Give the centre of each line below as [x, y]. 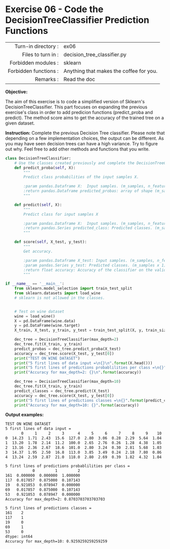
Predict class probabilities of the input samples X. [81, 177]
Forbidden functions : [33, 71]
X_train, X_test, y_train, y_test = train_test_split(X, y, [79, 330]
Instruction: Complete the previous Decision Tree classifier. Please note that [85, 133]
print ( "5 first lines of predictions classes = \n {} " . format [79, 400]
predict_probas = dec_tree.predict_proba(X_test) [68, 349]
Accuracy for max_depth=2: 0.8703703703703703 [55, 499]
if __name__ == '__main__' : [35, 284]
